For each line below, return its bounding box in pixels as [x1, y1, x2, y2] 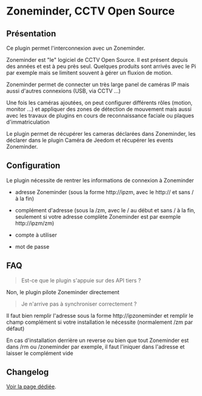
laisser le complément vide [6, 349, 74, 357]
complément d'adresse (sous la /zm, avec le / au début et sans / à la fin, [15, 206, 196, 213]
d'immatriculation [6, 118, 50, 126]
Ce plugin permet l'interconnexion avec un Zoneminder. [6, 44, 146, 52]
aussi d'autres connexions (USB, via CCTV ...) [6, 87, 121, 95]
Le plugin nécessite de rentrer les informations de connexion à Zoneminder [6, 176, 194, 184]
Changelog [6, 367, 49, 377]
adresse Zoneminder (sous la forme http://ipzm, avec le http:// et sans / [15, 188, 194, 195]
